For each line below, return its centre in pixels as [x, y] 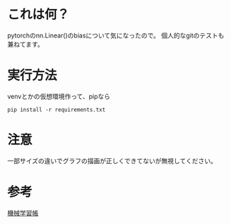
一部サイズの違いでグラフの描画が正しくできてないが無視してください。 [112, 160]
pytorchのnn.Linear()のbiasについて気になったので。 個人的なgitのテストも [116, 35]
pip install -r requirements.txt [57, 110]
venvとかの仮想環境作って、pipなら [59, 96]
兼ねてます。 [25, 44]
